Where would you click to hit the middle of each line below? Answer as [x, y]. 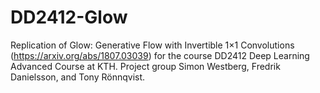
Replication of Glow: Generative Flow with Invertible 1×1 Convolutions [152, 45]
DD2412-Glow [69, 17]
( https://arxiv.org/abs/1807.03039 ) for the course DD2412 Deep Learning [160, 55]
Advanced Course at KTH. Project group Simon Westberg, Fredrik [145, 66]
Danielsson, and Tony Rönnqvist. [78, 77]
